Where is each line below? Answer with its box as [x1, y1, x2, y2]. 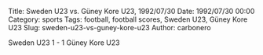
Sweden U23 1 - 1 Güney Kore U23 [8, 38, 120, 47]
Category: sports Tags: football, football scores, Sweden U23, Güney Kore [8, 15, 248, 24]
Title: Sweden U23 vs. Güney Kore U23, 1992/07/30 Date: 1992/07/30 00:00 [8, 7, 255, 15]
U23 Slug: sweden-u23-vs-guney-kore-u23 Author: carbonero [8, 23, 211, 32]
